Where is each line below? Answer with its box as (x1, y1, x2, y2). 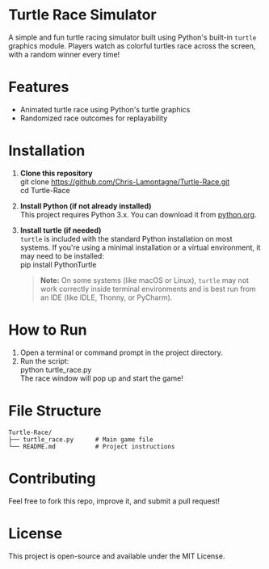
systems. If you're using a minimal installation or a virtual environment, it (19, 242, 261, 252)
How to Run (8, 321, 87, 339)
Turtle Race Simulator (8, 6, 157, 24)
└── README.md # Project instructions (8, 442, 175, 450)
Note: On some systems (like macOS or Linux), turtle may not (40, 275, 249, 284)
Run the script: (19, 356, 69, 365)
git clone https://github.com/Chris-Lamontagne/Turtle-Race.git (19, 176, 230, 187)
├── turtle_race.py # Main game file (8, 435, 153, 444)
